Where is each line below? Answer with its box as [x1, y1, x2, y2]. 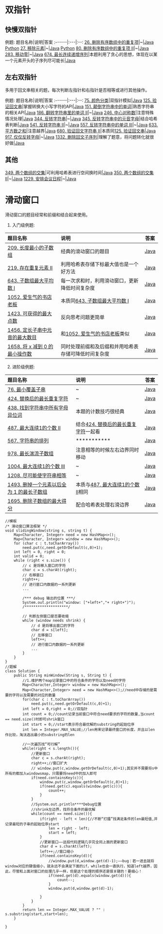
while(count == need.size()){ [31, 811, 92, 816]
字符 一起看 [76, 428, 100, 435]
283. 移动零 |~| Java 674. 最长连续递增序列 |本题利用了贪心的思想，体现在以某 [5, 52, 158, 57]
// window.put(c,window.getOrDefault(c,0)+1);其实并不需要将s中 [31, 766, 158, 771]
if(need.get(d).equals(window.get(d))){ [48, 873, 131, 878]
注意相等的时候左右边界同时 [76, 446, 139, 453]
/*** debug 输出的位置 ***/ [22, 596, 76, 600]
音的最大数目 [7, 334, 37, 340]
